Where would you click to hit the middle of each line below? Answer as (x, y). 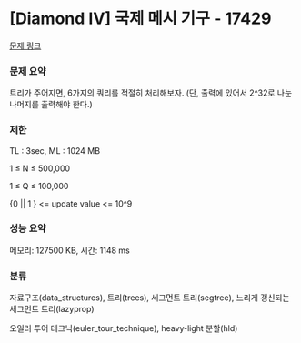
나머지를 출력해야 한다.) (51, 105)
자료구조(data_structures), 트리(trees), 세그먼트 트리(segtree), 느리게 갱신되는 (150, 298)
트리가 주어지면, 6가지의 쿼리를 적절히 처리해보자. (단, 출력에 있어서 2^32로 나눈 (151, 93)
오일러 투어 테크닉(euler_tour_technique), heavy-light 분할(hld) (124, 328)
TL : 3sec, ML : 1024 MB (55, 150)
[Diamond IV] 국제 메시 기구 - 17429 (140, 19)
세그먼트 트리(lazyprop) (52, 309)
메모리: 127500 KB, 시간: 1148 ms (70, 250)
